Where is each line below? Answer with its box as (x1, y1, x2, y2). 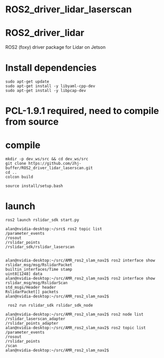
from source (5, 116, 59, 128)
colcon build (5, 175, 33, 180)
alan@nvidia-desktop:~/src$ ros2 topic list (5, 227, 102, 232)
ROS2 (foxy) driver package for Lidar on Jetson (5, 44, 106, 50)
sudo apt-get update (5, 79, 50, 84)
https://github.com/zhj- (28, 161, 82, 166)
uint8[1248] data (5, 271, 43, 277)
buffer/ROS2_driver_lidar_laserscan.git (5, 165, 94, 171)
